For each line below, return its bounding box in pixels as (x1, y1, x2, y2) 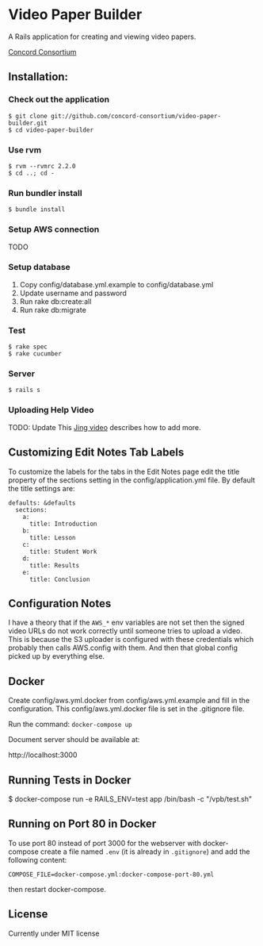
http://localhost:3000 (8, 750, 78, 759)
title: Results (29, 561, 80, 569)
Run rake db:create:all (19, 296, 92, 306)
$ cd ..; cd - (8, 169, 55, 177)
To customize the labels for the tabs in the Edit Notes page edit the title (8, 467, 240, 476)
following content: (8, 855, 67, 864)
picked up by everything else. (8, 652, 105, 661)
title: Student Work (29, 548, 97, 556)
